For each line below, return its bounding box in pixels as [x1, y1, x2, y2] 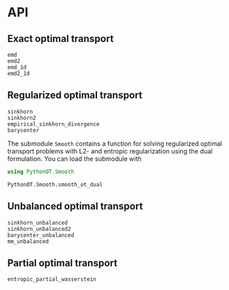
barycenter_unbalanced [7, 232, 74, 239]
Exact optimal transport [7, 33, 114, 45]
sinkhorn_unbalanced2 [7, 225, 72, 232]
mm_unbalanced [7, 237, 50, 245]
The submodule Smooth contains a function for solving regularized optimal [7, 139, 223, 148]
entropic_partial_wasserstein [7, 276, 97, 283]
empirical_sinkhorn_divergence [7, 120, 100, 128]
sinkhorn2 [7, 114, 37, 122]
